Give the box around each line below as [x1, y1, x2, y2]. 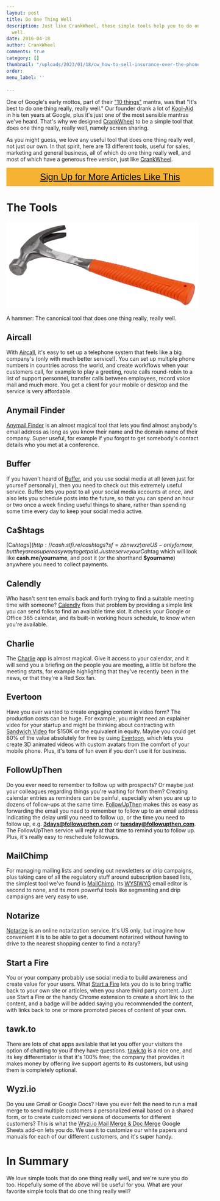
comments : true [6, 49, 45, 55]
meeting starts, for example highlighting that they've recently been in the [6, 667, 189, 675]
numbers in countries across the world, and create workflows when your [6, 361, 189, 369]
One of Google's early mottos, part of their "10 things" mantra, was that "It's [6, 98, 197, 106]
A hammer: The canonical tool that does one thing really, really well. [6, 315, 177, 322]
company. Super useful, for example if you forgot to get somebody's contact [6, 434, 199, 442]
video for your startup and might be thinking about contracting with [6, 721, 176, 728]
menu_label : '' [6, 74, 45, 81]
